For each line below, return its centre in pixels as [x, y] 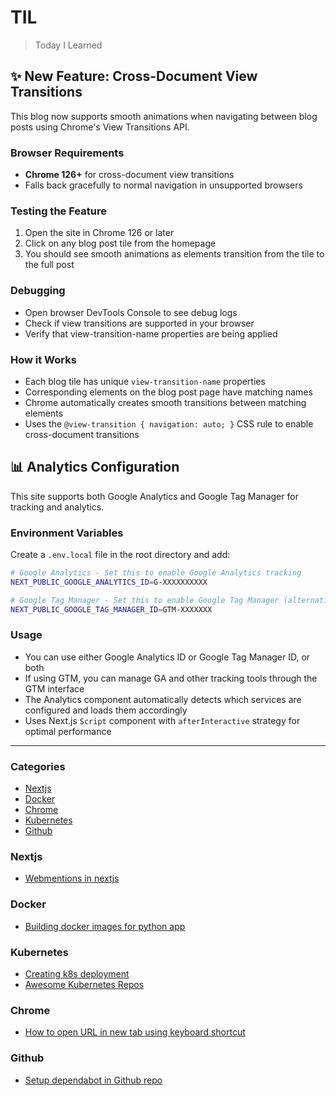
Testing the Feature [58, 211]
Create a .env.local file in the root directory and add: [120, 555]
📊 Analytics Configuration [95, 467]
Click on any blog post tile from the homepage [120, 243]
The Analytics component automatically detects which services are [163, 699]
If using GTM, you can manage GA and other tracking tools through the [171, 678]
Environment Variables [67, 533]
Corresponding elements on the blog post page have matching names [168, 392]
